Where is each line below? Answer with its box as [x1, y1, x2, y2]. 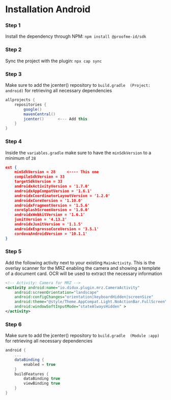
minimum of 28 [5, 155, 36, 161]
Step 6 [5, 320, 22, 328]
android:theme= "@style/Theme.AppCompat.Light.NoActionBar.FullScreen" [14, 299, 167, 305]
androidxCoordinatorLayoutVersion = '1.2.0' [14, 193, 110, 198]
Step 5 [5, 248, 22, 255]
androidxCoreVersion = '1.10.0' [14, 198, 83, 203]
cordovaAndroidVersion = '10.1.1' [14, 231, 88, 236]
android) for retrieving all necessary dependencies [5, 88, 112, 94]
